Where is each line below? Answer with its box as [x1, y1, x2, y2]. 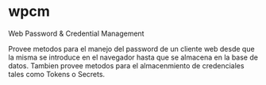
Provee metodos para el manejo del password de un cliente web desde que [8, 44, 256, 53]
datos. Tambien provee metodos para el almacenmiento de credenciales [8, 60, 245, 70]
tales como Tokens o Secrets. [8, 69, 106, 79]
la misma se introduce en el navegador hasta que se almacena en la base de [8, 52, 258, 62]
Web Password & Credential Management [8, 29, 145, 38]
